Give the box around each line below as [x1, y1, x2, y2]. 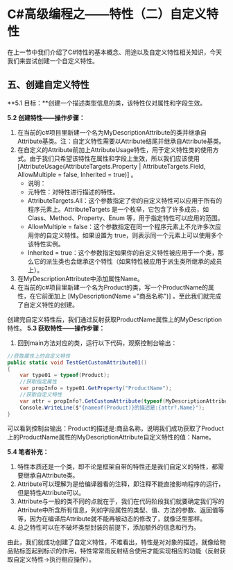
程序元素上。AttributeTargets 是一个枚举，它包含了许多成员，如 [27, 205, 209, 213]
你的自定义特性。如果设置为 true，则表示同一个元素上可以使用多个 [33, 230, 223, 240]
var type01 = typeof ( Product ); [19, 372, 110, 379]
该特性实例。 [27, 240, 64, 248]
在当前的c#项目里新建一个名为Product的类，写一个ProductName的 [17, 283, 209, 292]
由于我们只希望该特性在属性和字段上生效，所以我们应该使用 [29, 154, 200, 162]
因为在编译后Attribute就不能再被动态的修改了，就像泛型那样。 [29, 514, 207, 523]
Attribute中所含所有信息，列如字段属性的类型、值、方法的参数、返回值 [17, 505, 218, 514]
